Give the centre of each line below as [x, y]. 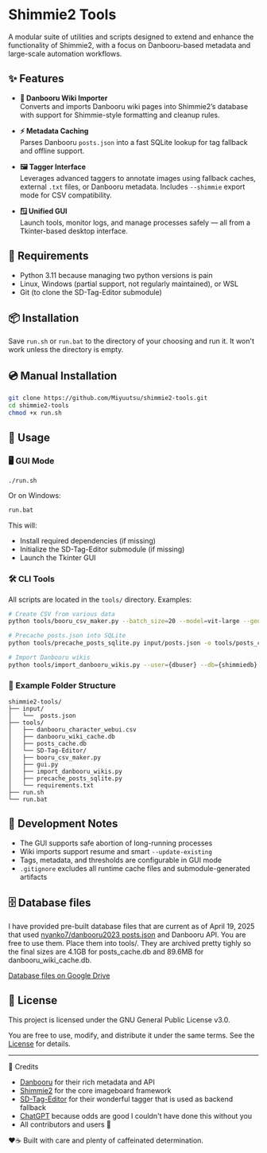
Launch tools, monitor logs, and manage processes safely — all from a [135, 222]
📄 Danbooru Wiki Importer [64, 98]
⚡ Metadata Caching [54, 131]
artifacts [33, 877]
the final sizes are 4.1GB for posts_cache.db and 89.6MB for [106, 951]
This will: [23, 526]
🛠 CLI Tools [32, 579]
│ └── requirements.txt [51, 786]
